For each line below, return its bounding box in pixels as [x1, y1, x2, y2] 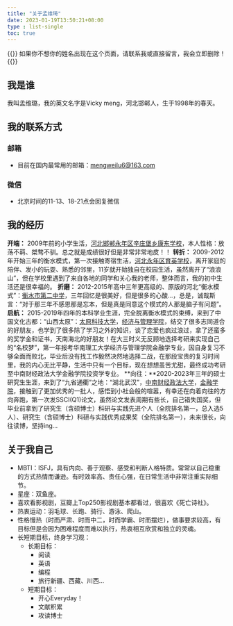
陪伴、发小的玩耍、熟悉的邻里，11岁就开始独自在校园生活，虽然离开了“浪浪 [7, 265, 222, 273]
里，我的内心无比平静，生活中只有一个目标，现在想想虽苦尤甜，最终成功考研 [7, 361, 226, 369]
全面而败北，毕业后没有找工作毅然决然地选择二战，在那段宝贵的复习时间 [12, 352, 220, 360]
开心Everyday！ [37, 593, 83, 602]
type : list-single [7, 23, 64, 30]
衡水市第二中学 [21, 291, 65, 299]
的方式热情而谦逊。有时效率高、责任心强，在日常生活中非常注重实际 [17, 472, 212, 480]
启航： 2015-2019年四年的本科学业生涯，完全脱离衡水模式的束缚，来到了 [7, 308, 216, 317]
